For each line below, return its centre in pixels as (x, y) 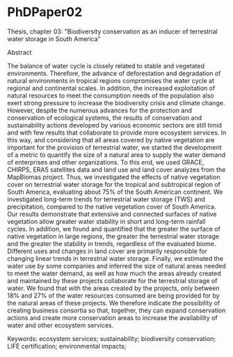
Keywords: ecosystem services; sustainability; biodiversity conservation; (111, 338)
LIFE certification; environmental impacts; (67, 346)
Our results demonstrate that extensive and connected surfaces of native (112, 214)
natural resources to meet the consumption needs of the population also (111, 96)
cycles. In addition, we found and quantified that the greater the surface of (114, 229)
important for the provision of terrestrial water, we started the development (114, 147)
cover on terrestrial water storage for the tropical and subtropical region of (114, 184)
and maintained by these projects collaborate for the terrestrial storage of (112, 280)
